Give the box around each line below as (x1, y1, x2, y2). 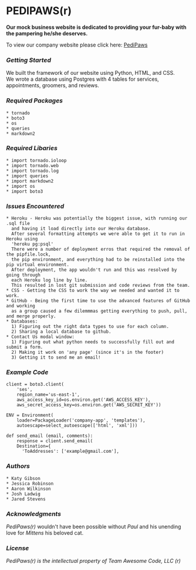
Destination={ (16, 443, 51, 449)
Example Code (6, 368, 49, 376)
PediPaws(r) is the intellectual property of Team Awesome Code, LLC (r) (6, 558, 181, 565)
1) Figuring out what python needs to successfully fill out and (11, 339, 175, 345)
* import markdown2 (6, 178, 54, 184)
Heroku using (6, 236, 38, 242)
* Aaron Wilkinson (6, 486, 51, 492)
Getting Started (6, 56, 52, 64)
